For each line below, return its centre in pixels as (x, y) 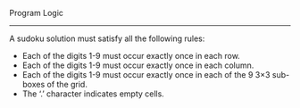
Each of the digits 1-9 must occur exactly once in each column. (138, 65)
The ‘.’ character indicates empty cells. (93, 94)
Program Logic (37, 13)
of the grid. (67, 84)
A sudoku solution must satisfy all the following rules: (107, 38)
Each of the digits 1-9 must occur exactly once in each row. (131, 56)
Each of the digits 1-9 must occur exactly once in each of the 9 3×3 (146, 75)
